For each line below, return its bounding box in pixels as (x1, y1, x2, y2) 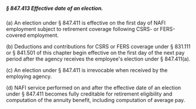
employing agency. (6, 73, 52, 80)
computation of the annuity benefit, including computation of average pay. (6, 96, 185, 103)
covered (6, 31, 26, 38)
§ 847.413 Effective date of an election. (6, 5, 104, 12)
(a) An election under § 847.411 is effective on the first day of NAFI (6, 19, 166, 26)
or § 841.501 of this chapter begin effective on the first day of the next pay (6, 49, 185, 56)
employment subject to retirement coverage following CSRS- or (6, 25, 159, 32)
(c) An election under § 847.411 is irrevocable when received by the (6, 66, 168, 73)
